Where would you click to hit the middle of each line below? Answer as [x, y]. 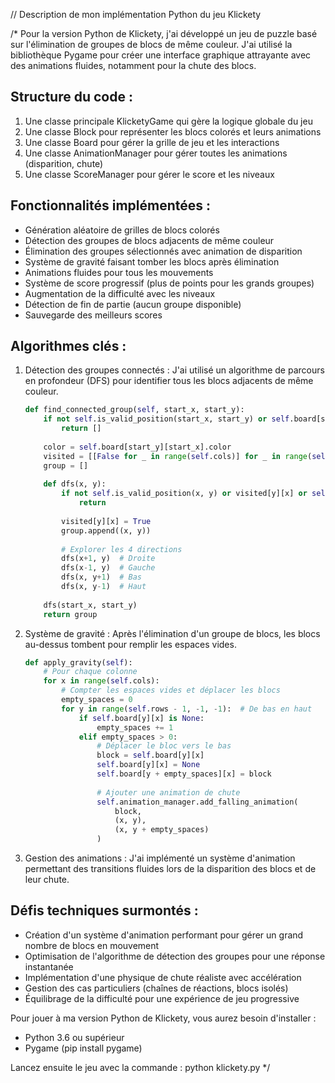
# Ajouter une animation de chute [168, 792]
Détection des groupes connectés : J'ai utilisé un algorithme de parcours [174, 370]
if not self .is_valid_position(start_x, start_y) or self [166, 419]
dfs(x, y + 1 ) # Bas [101, 577]
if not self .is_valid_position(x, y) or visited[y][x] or [184, 494]
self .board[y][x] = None [148, 765]
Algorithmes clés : [68, 346]
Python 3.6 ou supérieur [74, 1037]
